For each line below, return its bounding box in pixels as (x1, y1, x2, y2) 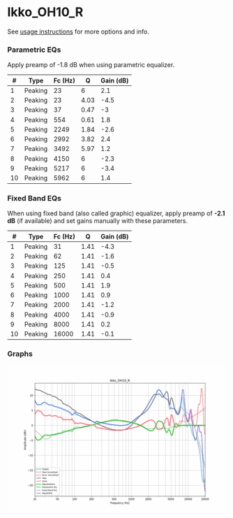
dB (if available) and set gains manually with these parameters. (7, 217, 188, 225)
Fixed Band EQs (7, 193, 61, 203)
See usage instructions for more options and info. (7, 27, 150, 36)
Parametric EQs (7, 45, 61, 55)
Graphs (7, 349, 33, 359)
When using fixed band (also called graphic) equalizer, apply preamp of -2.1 (7, 209, 225, 217)
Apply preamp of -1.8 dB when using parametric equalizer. (7, 61, 175, 69)
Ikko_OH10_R (7, 4, 84, 20)
